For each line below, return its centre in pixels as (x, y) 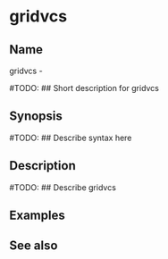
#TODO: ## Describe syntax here (71, 138)
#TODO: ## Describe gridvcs (63, 187)
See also (34, 246)
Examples (37, 216)
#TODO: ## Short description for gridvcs (84, 88)
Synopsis (36, 117)
